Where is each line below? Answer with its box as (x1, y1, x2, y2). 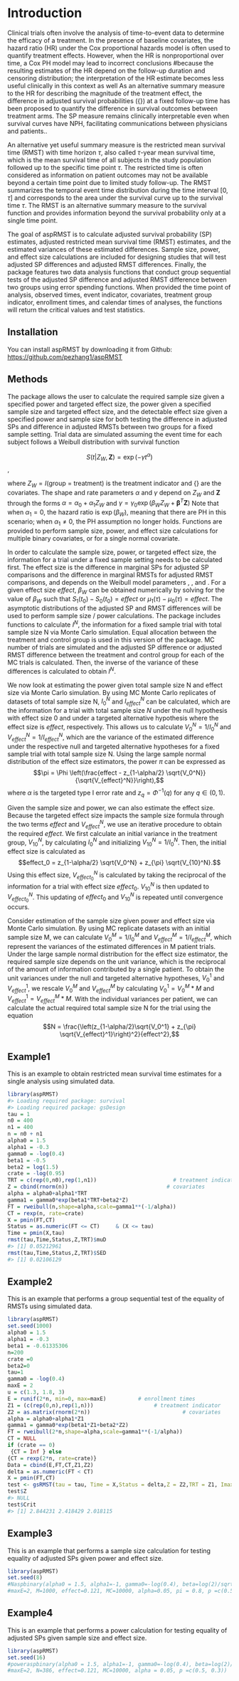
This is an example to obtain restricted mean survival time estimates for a (7, 1069, 222, 1078)
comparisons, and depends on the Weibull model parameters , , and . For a (7, 578, 226, 586)
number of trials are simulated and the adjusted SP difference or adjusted (7, 642, 223, 652)
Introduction (7, 5, 83, 21)
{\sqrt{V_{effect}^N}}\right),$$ (75, 775, 164, 784)
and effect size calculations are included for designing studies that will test (7, 253, 226, 261)
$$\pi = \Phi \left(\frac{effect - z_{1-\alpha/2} (33, 768, 165, 777)
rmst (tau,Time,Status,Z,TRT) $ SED (7, 1249, 107, 1256)
